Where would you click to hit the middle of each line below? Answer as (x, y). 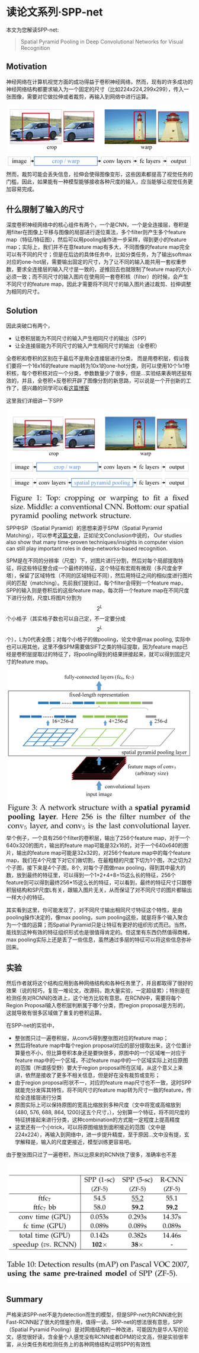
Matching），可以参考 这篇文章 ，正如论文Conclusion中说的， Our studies (94, 536)
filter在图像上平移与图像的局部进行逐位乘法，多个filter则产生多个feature (99, 232)
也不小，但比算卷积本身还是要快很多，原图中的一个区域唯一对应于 (106, 1052)
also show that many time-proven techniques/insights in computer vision (95, 542)
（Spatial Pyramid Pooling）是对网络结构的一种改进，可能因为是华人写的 (95, 1329)
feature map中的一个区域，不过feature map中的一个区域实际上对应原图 (101, 1060)
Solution (22, 310)
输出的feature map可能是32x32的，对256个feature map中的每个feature (103, 853)
